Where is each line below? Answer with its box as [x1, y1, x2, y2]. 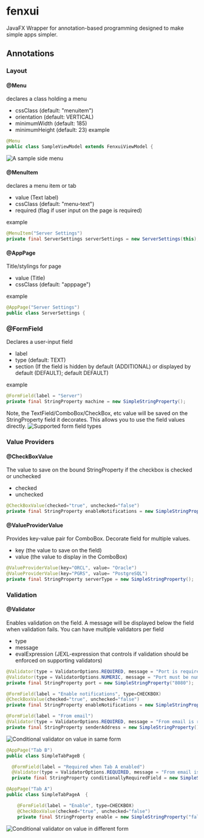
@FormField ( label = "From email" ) [6, 713, 94, 720]
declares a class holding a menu [6, 95, 87, 103]
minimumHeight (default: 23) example [15, 126, 110, 134]
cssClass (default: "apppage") [15, 281, 91, 288]
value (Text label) [15, 194, 59, 201]
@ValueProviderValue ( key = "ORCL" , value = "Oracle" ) [6, 565, 137, 571]
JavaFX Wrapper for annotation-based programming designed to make [6, 24, 184, 32]
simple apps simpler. [6, 30, 58, 38]
